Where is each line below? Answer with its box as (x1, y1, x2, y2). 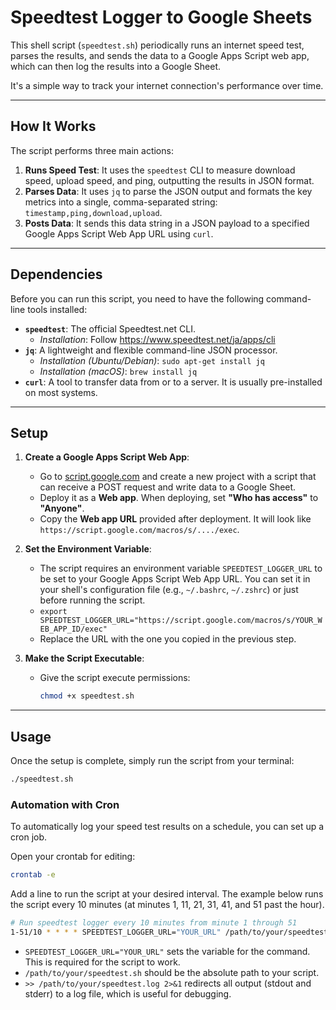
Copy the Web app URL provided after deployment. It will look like (39, 513, 312, 525)
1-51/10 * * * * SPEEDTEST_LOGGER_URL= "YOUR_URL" (10, 927, 222, 937)
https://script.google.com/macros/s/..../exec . (39, 524, 240, 536)
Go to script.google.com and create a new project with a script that (39, 471, 317, 483)
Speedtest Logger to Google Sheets (10, 6, 313, 29)
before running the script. (39, 594, 146, 606)
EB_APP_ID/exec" (39, 624, 108, 635)
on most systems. (24, 386, 98, 398)
